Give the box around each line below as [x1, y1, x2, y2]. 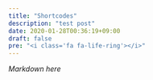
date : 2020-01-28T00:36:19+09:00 [8, 27, 121, 35]
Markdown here [8, 64, 61, 74]
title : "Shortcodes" [8, 11, 78, 20]
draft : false [8, 34, 52, 43]
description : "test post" [8, 19, 95, 27]
